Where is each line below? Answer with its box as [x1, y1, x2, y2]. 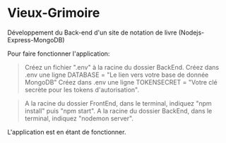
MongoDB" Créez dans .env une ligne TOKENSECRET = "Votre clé [24, 77, 218, 86]
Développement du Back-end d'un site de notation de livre [7, 28, 177, 37]
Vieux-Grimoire [7, 5, 100, 21]
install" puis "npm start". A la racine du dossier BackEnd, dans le [24, 106, 213, 115]
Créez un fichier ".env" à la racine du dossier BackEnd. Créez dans [24, 63, 220, 71]
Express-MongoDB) [7, 35, 65, 44]
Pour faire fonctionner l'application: [7, 49, 110, 58]
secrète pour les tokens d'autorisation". [24, 85, 140, 94]
